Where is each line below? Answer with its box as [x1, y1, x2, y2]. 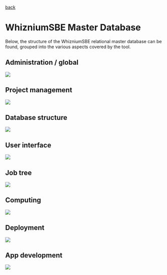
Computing [5, 196, 41, 205]
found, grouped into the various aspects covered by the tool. [5, 44, 131, 50]
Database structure [5, 113, 67, 122]
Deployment [5, 223, 45, 232]
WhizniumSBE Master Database [5, 22, 141, 33]
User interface [5, 141, 51, 150]
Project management [5, 86, 72, 94]
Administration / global [5, 58, 79, 67]
